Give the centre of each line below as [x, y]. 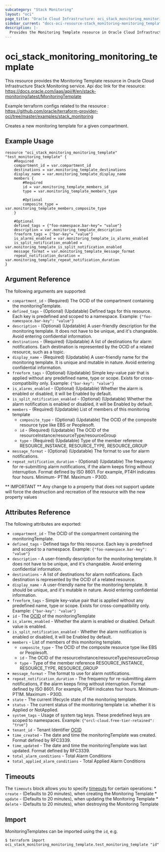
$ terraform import [25, 840]
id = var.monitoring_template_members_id [66, 187]
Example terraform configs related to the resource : [57, 106]
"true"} [20, 725]
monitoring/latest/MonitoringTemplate [43, 96]
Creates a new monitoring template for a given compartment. [67, 126]
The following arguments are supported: [46, 291]
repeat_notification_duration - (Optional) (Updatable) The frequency [83, 461]
